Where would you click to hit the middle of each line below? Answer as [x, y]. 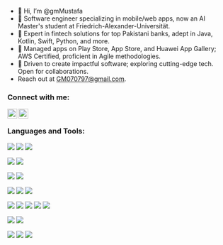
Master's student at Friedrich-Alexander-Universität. [94, 26]
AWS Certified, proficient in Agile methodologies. [89, 56]
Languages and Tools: [46, 131]
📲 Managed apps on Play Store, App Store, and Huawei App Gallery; [117, 49]
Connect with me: [39, 97]
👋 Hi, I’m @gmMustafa [50, 11]
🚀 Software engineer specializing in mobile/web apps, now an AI [111, 18]
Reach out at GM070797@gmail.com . [72, 79]
